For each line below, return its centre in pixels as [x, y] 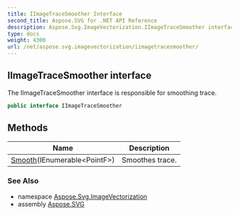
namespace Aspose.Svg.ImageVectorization [83, 197]
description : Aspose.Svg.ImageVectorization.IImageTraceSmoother [106, 27]
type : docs [23, 34]
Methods [28, 128]
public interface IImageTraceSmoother [65, 106]
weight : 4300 [27, 40]
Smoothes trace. [149, 160]
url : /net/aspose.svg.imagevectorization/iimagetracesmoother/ [103, 47]
